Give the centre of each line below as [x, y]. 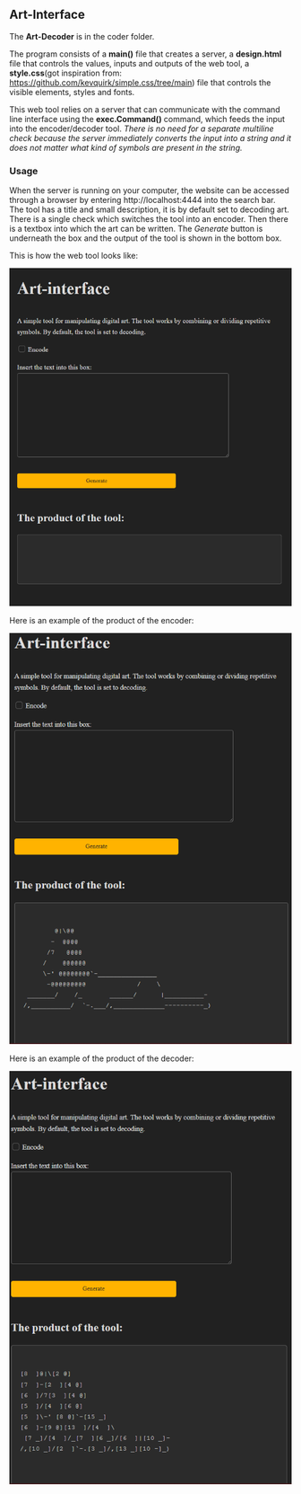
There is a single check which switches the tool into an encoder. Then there [149, 219]
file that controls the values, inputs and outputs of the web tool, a [129, 63]
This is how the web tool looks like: [74, 256]
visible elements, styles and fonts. [72, 92]
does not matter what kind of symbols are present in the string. [126, 147]
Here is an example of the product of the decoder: [102, 1058]
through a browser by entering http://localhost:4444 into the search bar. [142, 200]
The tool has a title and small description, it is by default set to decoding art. [149, 209]
